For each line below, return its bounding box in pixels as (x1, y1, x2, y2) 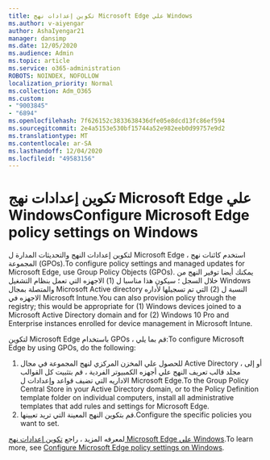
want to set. (19, 419, 60, 429)
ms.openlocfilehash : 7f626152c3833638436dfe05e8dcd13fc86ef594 (8, 117, 226, 125)
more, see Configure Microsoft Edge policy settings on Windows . (8, 443, 225, 453)
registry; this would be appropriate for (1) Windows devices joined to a (8, 302, 242, 312)
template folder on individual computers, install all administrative (19, 393, 235, 403)
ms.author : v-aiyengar (8, 19, 85, 27)
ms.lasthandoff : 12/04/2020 (8, 147, 103, 155)
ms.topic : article (8, 57, 70, 65)
